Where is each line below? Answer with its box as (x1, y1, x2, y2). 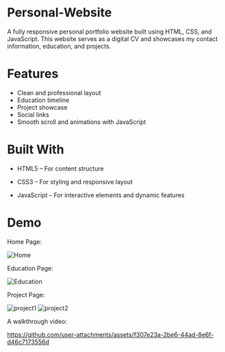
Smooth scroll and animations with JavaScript (16, 118, 146, 126)
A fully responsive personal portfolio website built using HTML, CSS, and (7, 27, 212, 36)
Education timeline (16, 96, 70, 104)
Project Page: (7, 290, 46, 299)
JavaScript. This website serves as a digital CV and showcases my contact (7, 34, 218, 42)
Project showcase (16, 103, 68, 111)
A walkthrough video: (7, 317, 67, 325)
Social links (16, 110, 49, 118)
